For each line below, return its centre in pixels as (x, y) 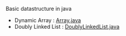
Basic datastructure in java (39, 9)
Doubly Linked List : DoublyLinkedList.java (67, 27)
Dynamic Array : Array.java (48, 20)
